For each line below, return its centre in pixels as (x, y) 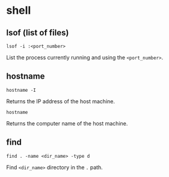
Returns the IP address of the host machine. (61, 101)
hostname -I (21, 90)
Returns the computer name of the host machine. (67, 123)
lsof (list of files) (38, 33)
